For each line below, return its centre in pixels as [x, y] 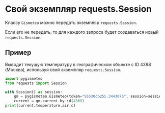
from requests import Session [36, 83]
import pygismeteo [24, 79]
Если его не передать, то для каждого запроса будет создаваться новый [82, 32]
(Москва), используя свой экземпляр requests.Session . [63, 69]
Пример [18, 53]
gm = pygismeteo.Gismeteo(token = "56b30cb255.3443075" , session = [81, 96]
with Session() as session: [34, 92]
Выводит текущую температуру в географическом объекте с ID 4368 [78, 64]
